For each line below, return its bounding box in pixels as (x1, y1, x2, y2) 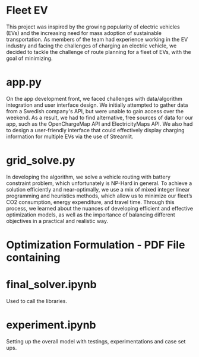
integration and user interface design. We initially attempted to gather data (6, 101, 188, 109)
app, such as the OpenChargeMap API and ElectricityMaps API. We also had (6, 120, 193, 128)
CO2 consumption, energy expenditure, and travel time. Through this (6, 198, 175, 205)
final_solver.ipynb (6, 278, 97, 291)
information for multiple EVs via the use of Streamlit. (6, 133, 134, 140)
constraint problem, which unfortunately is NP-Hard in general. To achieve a (6, 179, 192, 187)
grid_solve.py (6, 154, 75, 167)
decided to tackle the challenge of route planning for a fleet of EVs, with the (6, 48, 191, 55)
